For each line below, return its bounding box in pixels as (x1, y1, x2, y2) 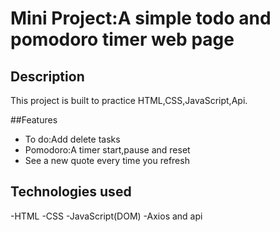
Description (10, 68, 85, 85)
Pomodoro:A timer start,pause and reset (24, 144, 191, 156)
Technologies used (10, 183, 132, 201)
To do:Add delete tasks (24, 133, 121, 145)
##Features (10, 114, 58, 126)
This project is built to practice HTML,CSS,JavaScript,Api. (10, 95, 248, 106)
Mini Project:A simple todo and (10, 7, 272, 30)
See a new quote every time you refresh (24, 155, 190, 166)
